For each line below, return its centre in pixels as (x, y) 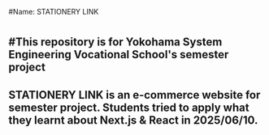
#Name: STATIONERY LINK (54, 12)
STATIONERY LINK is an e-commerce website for (134, 95)
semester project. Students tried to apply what (129, 107)
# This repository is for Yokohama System (115, 42)
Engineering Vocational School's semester (119, 55)
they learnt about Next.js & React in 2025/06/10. (133, 120)
